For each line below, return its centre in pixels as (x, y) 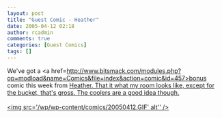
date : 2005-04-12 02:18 (41, 26)
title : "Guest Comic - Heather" (53, 20)
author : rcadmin (30, 32)
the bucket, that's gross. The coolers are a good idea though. (93, 92)
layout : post (26, 13)
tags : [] (19, 52)
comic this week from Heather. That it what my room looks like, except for (111, 85)
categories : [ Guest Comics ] (47, 45)
